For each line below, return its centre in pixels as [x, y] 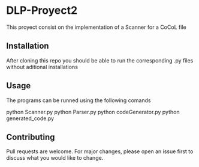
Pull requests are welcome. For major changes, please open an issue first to [100, 151]
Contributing [31, 137]
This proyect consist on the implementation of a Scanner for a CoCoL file [97, 27]
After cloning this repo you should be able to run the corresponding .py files [100, 60]
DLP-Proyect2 [42, 11]
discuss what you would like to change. [55, 158]
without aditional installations [42, 67]
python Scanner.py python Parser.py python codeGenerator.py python [93, 112]
